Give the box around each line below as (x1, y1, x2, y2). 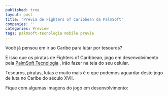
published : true (5, 7, 40, 13)
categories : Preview (5, 26, 49, 31)
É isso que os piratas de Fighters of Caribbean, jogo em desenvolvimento (5, 55, 159, 61)
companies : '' (5, 21, 36, 27)
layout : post (5, 12, 33, 17)
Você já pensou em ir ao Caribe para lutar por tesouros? (5, 45, 123, 51)
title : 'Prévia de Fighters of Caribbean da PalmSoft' (5, 17, 124, 22)
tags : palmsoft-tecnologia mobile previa (5, 31, 94, 36)
